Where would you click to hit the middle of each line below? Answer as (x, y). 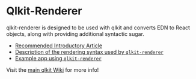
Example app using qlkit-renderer (58, 58)
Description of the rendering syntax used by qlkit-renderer (89, 51)
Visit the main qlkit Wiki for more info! (53, 69)
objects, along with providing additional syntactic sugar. (75, 34)
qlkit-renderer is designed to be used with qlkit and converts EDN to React (98, 28)
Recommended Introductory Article (59, 45)
